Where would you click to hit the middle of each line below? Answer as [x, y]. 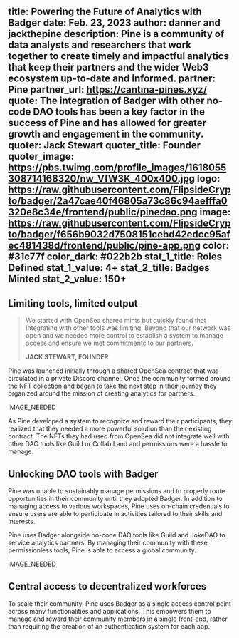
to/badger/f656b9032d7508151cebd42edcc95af [119, 235]
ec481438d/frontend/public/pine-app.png [105, 246]
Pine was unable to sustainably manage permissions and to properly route [117, 491]
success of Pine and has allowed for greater [107, 123]
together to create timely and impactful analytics [119, 56]
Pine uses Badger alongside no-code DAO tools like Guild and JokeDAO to [117, 535]
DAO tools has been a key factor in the [119, 112]
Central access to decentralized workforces [107, 586]
